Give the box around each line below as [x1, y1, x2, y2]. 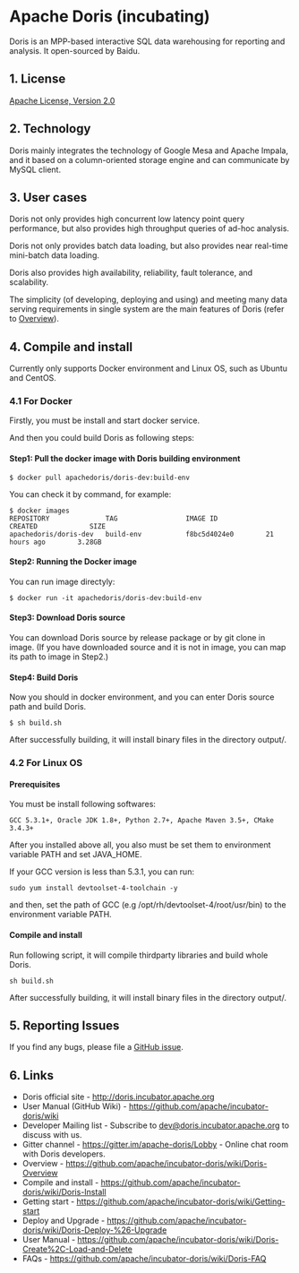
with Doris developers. [21, 1148, 106, 1159]
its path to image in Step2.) [9, 651, 109, 662]
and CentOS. [9, 373, 56, 383]
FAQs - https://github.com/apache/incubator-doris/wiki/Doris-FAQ [21, 1253, 267, 1264]
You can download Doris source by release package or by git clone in [9, 632, 266, 643]
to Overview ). [9, 314, 60, 324]
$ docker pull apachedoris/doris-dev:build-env [9, 473, 191, 482]
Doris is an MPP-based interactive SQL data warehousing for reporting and [9, 36, 286, 47]
